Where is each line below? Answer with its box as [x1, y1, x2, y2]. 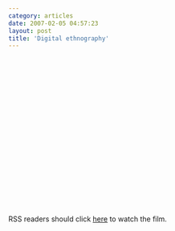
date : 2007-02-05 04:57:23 [8, 19, 99, 27]
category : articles [8, 11, 74, 20]
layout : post [8, 27, 52, 35]
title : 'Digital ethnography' [8, 34, 110, 43]
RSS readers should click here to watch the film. [8, 214, 167, 224]
